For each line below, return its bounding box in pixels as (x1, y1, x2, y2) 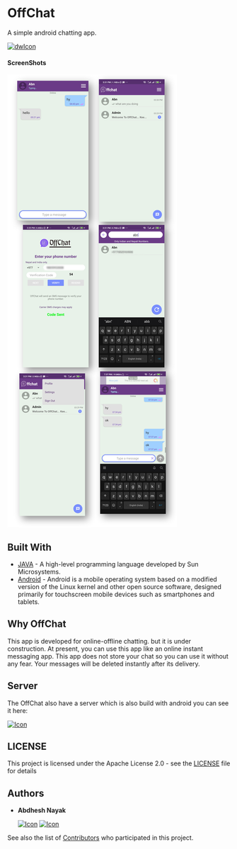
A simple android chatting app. (7, 28, 97, 37)
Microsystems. (17, 567, 62, 576)
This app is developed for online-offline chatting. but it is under (7, 637, 192, 645)
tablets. (17, 597, 40, 606)
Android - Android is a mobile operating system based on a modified (17, 575, 217, 583)
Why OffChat (7, 618, 67, 630)
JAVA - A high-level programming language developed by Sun (17, 559, 200, 568)
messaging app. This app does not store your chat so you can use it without (7, 651, 229, 660)
